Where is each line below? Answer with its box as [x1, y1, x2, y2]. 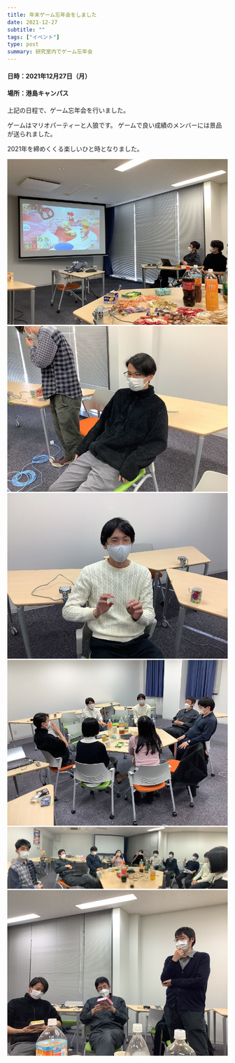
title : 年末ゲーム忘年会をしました [7, 11, 97, 18]
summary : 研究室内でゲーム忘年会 [7, 48, 93, 55]
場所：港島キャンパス [7, 89, 69, 97]
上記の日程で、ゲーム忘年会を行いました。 [7, 106, 130, 114]
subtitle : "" [7, 26, 45, 33]
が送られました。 [7, 130, 57, 138]
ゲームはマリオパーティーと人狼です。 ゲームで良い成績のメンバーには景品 [7, 121, 222, 129]
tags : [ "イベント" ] [7, 34, 60, 41]
